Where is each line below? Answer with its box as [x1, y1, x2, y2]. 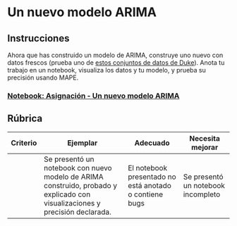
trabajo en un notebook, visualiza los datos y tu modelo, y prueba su [7, 66, 206, 74]
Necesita [189, 133, 221, 143]
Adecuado [134, 138, 171, 148]
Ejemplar [66, 138, 98, 148]
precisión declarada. [43, 207, 111, 217]
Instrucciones [7, 32, 70, 44]
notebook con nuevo [43, 163, 112, 172]
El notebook [128, 163, 168, 172]
